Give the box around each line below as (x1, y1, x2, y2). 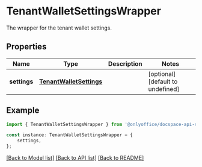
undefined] (148, 84, 180, 93)
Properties (6, 42, 47, 52)
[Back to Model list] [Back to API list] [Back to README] (6, 154, 144, 162)
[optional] (148, 69, 176, 78)
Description (108, 59, 142, 68)
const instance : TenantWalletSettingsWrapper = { (6, 132, 133, 138)
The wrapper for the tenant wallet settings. (6, 24, 112, 31)
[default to (148, 77, 178, 86)
